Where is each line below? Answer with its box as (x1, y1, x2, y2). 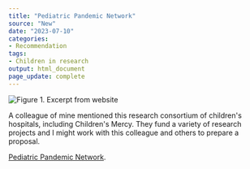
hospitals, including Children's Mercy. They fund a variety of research (8, 119, 242, 128)
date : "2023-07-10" (8, 27, 75, 35)
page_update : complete (8, 72, 85, 80)
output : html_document (8, 65, 85, 73)
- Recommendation (8, 42, 67, 50)
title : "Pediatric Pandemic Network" (8, 11, 136, 20)
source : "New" (8, 19, 57, 28)
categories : (8, 34, 49, 43)
